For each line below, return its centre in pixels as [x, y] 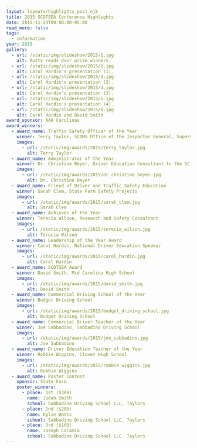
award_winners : [25, 126]
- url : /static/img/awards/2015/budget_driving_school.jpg [95, 311]
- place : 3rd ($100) [47, 425]
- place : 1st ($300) [47, 393]
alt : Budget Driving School [61, 316]
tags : [13, 33]
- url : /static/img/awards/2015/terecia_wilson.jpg [86, 229]
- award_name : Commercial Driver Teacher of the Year [78, 322]
